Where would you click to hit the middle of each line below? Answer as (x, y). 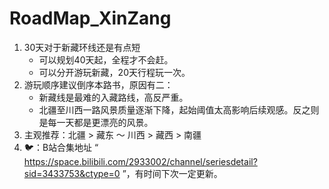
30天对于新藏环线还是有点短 (82, 47)
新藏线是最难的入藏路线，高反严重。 (113, 97)
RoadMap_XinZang (90, 18)
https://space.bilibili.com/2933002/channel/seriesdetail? (140, 161)
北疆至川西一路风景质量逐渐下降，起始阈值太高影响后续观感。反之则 (179, 109)
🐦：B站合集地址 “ (61, 147)
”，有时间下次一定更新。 (172, 173)
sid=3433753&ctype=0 (72, 173)
